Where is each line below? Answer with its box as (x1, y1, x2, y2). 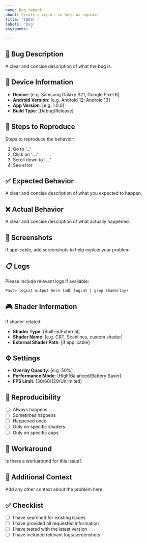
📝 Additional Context (5, 473, 72, 481)
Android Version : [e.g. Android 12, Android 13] (12, 97, 110, 103)
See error (12, 162, 33, 168)
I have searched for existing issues (12, 515, 86, 521)
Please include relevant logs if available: (5, 278, 90, 284)
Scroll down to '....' (12, 156, 52, 163)
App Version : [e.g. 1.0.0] (12, 102, 65, 108)
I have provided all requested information (12, 520, 99, 527)
